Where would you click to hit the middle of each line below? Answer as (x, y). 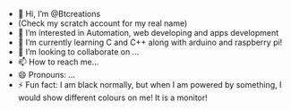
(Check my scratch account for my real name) (103, 23)
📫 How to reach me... (58, 62)
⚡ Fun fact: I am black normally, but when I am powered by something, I (150, 85)
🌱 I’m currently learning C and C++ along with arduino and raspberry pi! (150, 42)
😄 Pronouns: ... (47, 75)
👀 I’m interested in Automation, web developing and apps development (148, 33)
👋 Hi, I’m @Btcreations (59, 14)
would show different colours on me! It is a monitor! (112, 97)
